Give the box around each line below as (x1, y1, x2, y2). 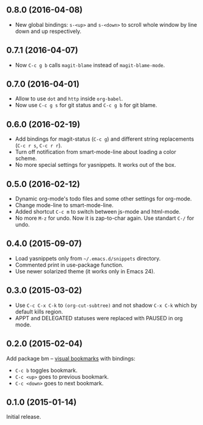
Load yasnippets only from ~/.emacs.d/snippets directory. (15, 255, 161, 262)
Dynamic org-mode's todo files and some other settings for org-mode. (15, 195, 192, 203)
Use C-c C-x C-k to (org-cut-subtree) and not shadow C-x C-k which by (15, 301, 198, 309)
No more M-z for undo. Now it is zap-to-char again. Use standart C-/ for (15, 214, 194, 222)
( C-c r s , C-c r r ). (15, 142, 63, 149)
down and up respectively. (15, 27, 82, 35)
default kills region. (15, 307, 63, 315)
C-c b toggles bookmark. (15, 367, 78, 374)
